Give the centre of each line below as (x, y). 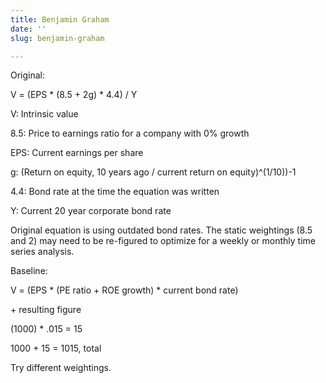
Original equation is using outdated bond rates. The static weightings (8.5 (161, 230)
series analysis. (42, 252)
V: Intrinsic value (44, 114)
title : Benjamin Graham (60, 19)
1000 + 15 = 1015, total (56, 348)
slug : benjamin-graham (57, 38)
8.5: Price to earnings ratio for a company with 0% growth (130, 133)
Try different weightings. (61, 368)
